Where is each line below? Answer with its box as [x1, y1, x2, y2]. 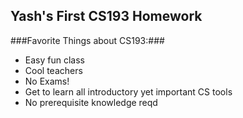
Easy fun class [24, 54, 85, 66]
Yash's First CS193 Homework [10, 8, 203, 25]
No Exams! [24, 75, 70, 87]
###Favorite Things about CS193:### [10, 34, 165, 46]
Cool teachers [24, 64, 83, 76]
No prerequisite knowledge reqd [24, 96, 158, 108]
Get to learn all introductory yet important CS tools [24, 85, 233, 98]
